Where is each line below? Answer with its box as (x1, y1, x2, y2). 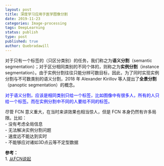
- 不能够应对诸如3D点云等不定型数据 (5, 139, 79, 145)
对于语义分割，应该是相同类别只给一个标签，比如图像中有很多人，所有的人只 (5, 92, 160, 98)
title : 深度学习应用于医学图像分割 (5, 12, 68, 17)
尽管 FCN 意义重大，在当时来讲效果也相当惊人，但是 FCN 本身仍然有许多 (5, 108, 152, 115)
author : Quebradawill (5, 43, 49, 48)
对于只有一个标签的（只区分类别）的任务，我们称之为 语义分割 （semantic (5, 57, 152, 63)
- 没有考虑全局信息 (5, 121, 43, 127)
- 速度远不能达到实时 (5, 133, 47, 139)
